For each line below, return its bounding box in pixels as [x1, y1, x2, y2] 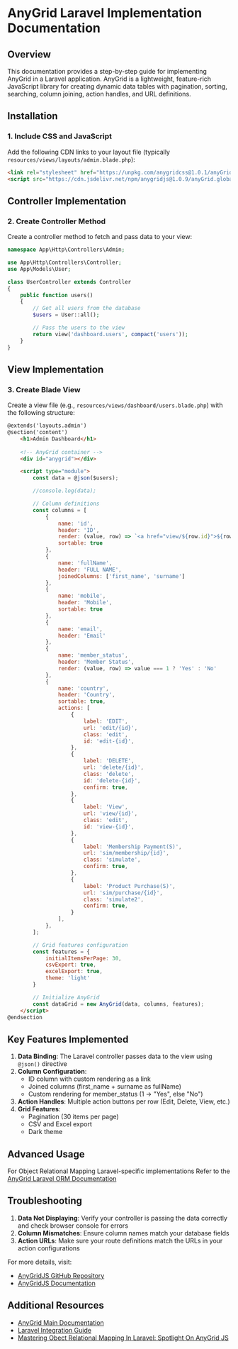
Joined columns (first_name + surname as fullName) [28, 1082, 182, 1091]
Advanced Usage [7, 1148, 85, 1160]
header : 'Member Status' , [57, 658, 135, 666]
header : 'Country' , [57, 692, 115, 699]
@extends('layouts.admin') [7, 422, 87, 430]
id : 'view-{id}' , [83, 823, 135, 831]
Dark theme [28, 1128, 63, 1136]
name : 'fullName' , [57, 559, 113, 567]
